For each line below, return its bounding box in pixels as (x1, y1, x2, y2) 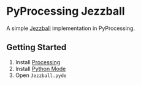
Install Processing (15, 58, 61, 65)
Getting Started (6, 42, 67, 53)
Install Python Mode (15, 65, 66, 72)
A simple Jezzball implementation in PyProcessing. (6, 24, 135, 32)
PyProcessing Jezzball (6, 4, 125, 18)
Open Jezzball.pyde (15, 72, 67, 79)
